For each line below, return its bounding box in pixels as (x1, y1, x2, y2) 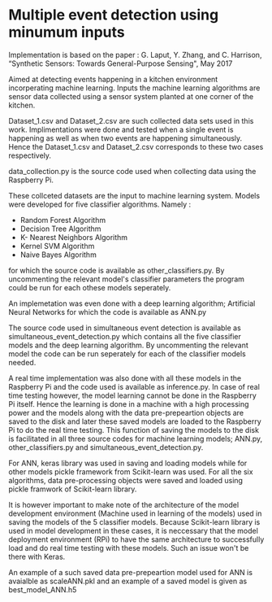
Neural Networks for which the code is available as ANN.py (8, 307, 207, 316)
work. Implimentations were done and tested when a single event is (8, 124, 234, 134)
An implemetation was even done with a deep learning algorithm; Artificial (8, 299, 256, 308)
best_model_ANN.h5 (8, 584, 77, 595)
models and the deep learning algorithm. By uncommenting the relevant (8, 340, 249, 350)
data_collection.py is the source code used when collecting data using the (8, 166, 257, 176)
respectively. (8, 150, 51, 160)
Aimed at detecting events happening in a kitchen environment (8, 74, 218, 84)
